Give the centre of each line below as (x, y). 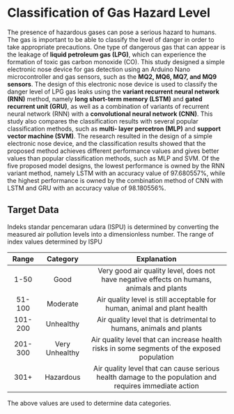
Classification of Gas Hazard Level (109, 13)
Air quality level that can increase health (156, 339)
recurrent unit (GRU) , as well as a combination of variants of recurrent (108, 106)
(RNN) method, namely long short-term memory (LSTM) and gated (105, 98)
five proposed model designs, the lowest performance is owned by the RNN (116, 165)
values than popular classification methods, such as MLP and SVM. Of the (114, 158)
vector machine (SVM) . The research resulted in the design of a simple (110, 136)
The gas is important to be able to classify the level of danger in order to (111, 39)
